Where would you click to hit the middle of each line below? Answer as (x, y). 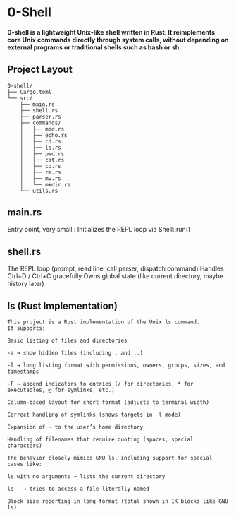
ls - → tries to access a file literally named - (82, 489)
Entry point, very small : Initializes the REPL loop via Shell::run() (99, 230)
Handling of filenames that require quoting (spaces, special (100, 440)
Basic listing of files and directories (68, 341)
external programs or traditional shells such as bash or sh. (94, 47)
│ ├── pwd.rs (42, 154)
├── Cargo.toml (30, 92)
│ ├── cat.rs (42, 160)
